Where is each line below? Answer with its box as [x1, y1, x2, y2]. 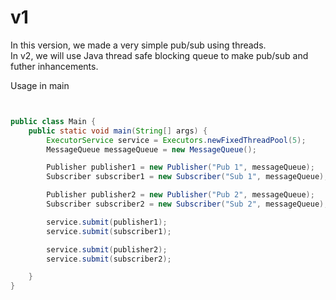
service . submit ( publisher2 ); [46, 244, 168, 255]
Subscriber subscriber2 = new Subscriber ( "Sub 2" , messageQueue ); [46, 199, 329, 210]
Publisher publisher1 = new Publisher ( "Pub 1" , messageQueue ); [46, 162, 315, 173]
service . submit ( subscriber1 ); [46, 226, 172, 236]
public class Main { [10, 116, 97, 126]
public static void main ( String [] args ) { [28, 126, 208, 136]
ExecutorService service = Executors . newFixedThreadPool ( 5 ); [46, 135, 307, 145]
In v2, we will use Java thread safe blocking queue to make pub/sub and [10, 49, 309, 61]
